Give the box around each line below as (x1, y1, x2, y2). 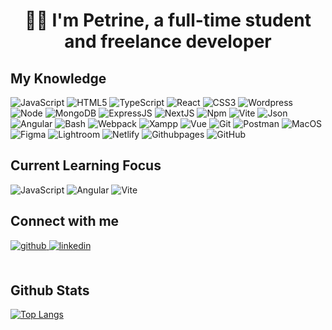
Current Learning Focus (10, 157, 162, 174)
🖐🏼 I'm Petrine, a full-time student (24, 9, 312, 32)
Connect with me (10, 213, 120, 230)
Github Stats (10, 282, 90, 299)
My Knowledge (10, 70, 107, 87)
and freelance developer (64, 30, 272, 53)
